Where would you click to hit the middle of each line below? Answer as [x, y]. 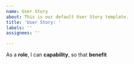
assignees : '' [23, 33]
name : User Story [27, 11]
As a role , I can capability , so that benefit [57, 55]
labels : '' [19, 28]
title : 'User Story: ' [33, 22]
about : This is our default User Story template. [68, 17]
